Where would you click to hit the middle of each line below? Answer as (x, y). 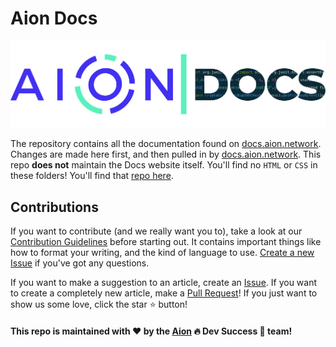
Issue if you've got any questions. (80, 263)
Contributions (54, 207)
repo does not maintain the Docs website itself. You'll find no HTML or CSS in (164, 165)
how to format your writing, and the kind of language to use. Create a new (162, 253)
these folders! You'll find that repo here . (92, 176)
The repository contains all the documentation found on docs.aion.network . (166, 144)
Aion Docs (54, 18)
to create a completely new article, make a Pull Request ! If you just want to (164, 293)
